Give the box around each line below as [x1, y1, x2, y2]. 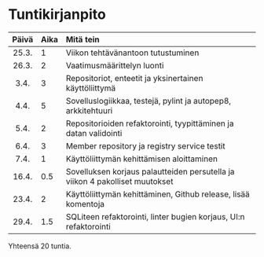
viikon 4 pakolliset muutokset [65, 175, 174, 186]
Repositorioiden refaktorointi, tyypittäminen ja [65, 118, 234, 129]
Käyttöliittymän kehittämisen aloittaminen [65, 153, 218, 164]
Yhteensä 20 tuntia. [8, 241, 72, 251]
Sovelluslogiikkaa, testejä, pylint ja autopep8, [65, 95, 232, 106]
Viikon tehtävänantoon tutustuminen [65, 47, 200, 58]
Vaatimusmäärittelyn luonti [65, 60, 164, 71]
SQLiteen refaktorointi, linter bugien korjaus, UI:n [65, 211, 245, 222]
